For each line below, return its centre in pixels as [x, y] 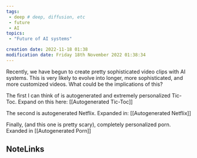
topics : [16, 33]
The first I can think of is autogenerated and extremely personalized [88, 95]
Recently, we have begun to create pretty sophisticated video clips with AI [96, 72]
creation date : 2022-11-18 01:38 [47, 50]
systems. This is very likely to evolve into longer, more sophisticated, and [95, 78]
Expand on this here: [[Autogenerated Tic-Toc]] [76, 102]
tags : [13, 11]
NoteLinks [25, 149]
